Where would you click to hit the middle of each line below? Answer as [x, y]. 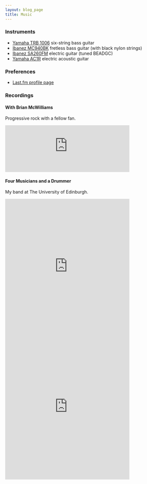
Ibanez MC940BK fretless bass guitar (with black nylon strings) [77, 48]
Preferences [20, 71]
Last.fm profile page [33, 82]
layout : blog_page [24, 10]
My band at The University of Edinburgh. [47, 192]
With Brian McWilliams [29, 107]
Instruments [20, 32]
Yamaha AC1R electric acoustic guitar [51, 58]
